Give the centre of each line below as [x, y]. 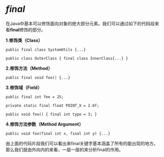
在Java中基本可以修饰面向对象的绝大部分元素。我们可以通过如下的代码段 [80, 23]
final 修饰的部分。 [28, 30]
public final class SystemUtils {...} [46, 50]
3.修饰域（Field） [24, 87]
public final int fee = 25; [35, 97]
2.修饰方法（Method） [29, 68]
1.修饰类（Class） [24, 40]
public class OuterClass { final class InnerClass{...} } [67, 58]
